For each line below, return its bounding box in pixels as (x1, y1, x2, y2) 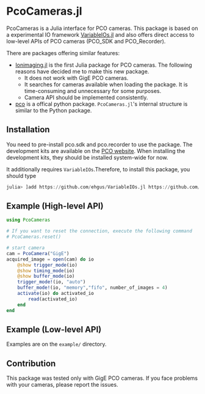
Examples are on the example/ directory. (6, 341, 107, 348)
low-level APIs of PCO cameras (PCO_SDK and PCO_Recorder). (6, 37, 166, 45)
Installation (6, 124, 50, 135)
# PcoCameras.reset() (6, 234, 62, 240)
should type (6, 172, 37, 179)
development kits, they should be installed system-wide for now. (6, 154, 168, 161)
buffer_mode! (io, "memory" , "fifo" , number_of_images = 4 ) (17, 284, 168, 291)
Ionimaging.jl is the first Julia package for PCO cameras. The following (15, 61, 192, 69)
